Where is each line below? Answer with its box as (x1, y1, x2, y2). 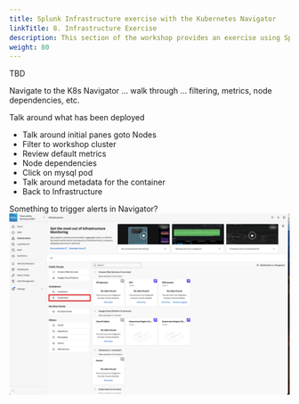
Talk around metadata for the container (21, 177, 166, 187)
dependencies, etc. (9, 95, 80, 106)
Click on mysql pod (21, 168, 93, 178)
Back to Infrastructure (21, 186, 103, 197)
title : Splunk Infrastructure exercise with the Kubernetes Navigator (9, 14, 277, 23)
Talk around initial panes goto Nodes (21, 129, 158, 140)
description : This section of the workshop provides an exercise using (9, 33, 280, 42)
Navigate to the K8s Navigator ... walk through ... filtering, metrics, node (9, 86, 273, 96)
